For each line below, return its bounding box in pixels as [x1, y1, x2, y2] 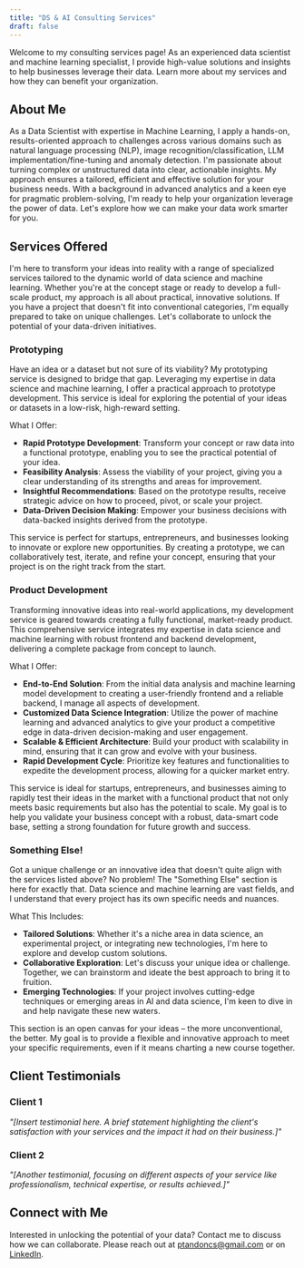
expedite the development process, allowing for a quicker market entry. [22, 765, 290, 775]
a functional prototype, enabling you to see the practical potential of [22, 447, 278, 458]
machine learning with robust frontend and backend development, [9, 633, 257, 644]
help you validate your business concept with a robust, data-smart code [9, 811, 279, 822]
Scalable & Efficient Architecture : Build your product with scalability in [22, 736, 289, 746]
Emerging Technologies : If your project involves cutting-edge [22, 986, 256, 998]
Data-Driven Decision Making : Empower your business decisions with [22, 505, 288, 516]
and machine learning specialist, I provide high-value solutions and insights [9, 56, 291, 67]
